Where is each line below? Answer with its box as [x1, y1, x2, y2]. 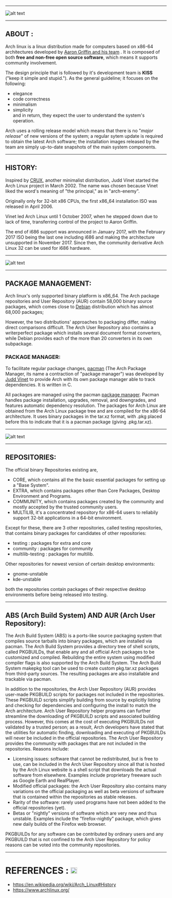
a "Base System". [12, 482, 50, 488]
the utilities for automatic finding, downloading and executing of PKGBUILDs [5, 730, 166, 736]
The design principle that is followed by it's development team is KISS [5, 70, 153, 76]
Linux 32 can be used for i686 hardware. [5, 245, 91, 251]
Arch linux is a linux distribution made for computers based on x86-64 [5, 43, 154, 49]
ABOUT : [5, 30, 34, 38]
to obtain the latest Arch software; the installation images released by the [5, 138, 160, 144]
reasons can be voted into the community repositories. [5, 842, 121, 848]
